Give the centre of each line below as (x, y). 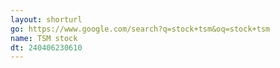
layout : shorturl (46, 19)
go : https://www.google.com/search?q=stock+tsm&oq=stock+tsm (140, 29)
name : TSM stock (44, 38)
